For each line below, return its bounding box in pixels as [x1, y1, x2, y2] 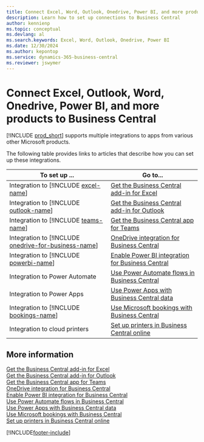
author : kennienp [6, 20, 50, 26]
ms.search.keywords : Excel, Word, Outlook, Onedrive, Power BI [6, 37, 170, 43]
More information [6, 349, 74, 359]
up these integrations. [6, 156, 61, 164]
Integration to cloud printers [9, 325, 89, 333]
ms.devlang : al [6, 32, 45, 38]
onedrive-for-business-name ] [9, 241, 98, 250]
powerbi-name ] [9, 259, 55, 268]
